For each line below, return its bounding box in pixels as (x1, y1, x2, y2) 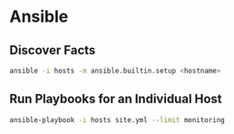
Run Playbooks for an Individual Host (9, 91, 222, 107)
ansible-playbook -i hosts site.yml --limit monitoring (9, 115, 225, 124)
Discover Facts (9, 43, 96, 58)
